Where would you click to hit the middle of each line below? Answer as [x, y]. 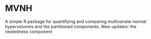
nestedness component [29, 31]
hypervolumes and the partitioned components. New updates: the [71, 26]
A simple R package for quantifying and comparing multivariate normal [76, 21]
